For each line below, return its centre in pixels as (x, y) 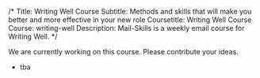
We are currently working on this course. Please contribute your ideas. (124, 52)
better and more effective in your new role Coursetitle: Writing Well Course (130, 20)
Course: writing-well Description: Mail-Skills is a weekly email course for (126, 28)
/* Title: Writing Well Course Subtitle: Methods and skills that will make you (130, 11)
